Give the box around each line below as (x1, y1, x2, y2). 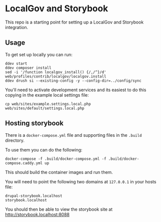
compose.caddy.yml (5, 160, 43, 166)
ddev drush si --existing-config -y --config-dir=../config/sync (5, 78, 141, 83)
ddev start (5, 61, 27, 66)
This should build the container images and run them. (5, 169, 113, 175)
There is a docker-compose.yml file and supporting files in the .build (5, 132, 142, 138)
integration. (5, 24, 28, 30)
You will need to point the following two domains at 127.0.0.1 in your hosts (5, 178, 157, 184)
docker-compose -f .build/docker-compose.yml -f (5, 156, 107, 161)
